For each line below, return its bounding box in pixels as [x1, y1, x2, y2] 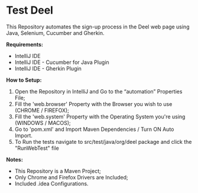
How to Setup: [6, 76, 42, 83]
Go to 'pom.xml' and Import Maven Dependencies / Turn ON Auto [14, 126, 174, 133]
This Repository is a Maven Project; [14, 167, 102, 175]
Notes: [6, 156, 24, 163]
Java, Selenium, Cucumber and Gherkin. [6, 29, 105, 36]
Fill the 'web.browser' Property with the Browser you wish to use [14, 100, 173, 107]
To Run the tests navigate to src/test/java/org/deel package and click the [14, 138, 192, 145]
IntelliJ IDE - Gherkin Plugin [14, 65, 82, 72]
